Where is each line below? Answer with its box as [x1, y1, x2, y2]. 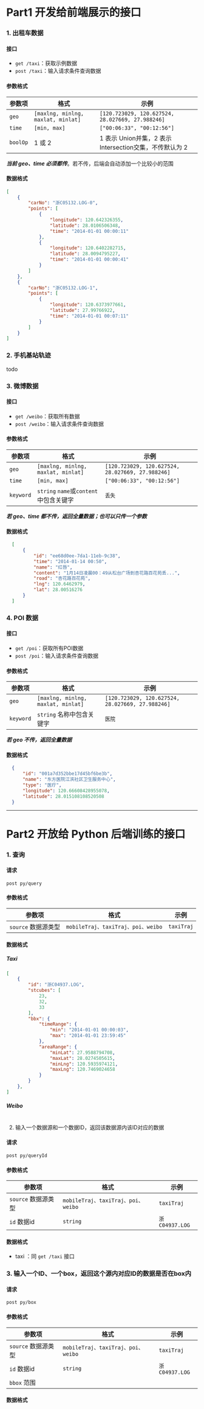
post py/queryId [6, 1152, 47, 1158]
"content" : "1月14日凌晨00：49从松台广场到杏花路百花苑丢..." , [33, 570, 180, 576]
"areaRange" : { [38, 1044, 78, 1050]
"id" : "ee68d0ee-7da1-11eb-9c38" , [33, 553, 121, 559]
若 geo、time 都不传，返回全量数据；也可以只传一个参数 [6, 512, 148, 520]
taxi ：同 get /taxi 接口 [15, 1253, 75, 1260]
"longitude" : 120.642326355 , [49, 217, 123, 223]
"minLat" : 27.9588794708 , [49, 1050, 115, 1056]
